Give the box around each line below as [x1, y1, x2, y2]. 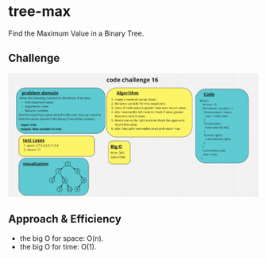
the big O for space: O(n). [19, 233, 104, 243]
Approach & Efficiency [8, 212, 121, 226]
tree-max [8, 2, 71, 21]
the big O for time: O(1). [19, 242, 97, 251]
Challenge [8, 51, 60, 65]
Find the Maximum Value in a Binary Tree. [8, 29, 145, 38]
